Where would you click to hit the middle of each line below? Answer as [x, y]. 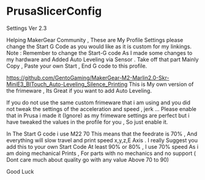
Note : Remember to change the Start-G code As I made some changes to [99, 52]
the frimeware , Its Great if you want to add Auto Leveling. [79, 90]
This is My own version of [161, 84]
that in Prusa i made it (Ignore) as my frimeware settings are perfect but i [98, 115]
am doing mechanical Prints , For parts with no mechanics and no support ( [101, 153]
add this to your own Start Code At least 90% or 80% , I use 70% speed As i [102, 146]
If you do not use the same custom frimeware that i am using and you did [99, 103]
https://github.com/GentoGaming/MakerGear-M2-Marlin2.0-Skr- [88, 77]
